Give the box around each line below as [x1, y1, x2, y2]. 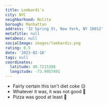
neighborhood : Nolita [5, 17, 51, 22]
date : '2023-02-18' [5, 50, 47, 55]
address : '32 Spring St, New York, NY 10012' [5, 27, 103, 32]
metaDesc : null [5, 36, 38, 41]
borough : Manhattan [5, 21, 47, 27]
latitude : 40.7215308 [10, 64, 56, 69]
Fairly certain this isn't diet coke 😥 [12, 83, 86, 89]
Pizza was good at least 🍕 [12, 94, 67, 100]
